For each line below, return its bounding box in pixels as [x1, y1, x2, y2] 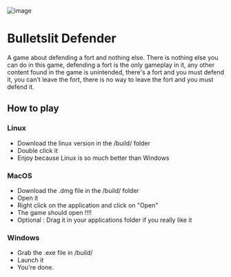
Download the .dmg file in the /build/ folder [17, 186, 139, 194]
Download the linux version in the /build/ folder [17, 138, 150, 147]
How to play [7, 103, 59, 114]
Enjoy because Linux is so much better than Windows [17, 154, 170, 162]
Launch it [17, 256, 44, 265]
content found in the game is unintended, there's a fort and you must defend [7, 68, 225, 76]
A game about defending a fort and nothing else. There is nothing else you [7, 53, 219, 61]
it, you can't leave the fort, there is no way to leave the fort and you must [7, 75, 214, 83]
